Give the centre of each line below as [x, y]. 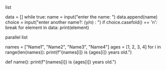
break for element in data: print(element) [47, 27]
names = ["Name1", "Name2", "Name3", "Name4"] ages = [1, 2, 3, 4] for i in [83, 47]
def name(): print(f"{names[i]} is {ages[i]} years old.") [61, 62]
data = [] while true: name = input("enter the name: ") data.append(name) [81, 17]
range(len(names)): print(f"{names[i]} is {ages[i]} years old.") [69, 52]
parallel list [16, 37]
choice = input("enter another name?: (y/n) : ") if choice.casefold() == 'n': [81, 22]
